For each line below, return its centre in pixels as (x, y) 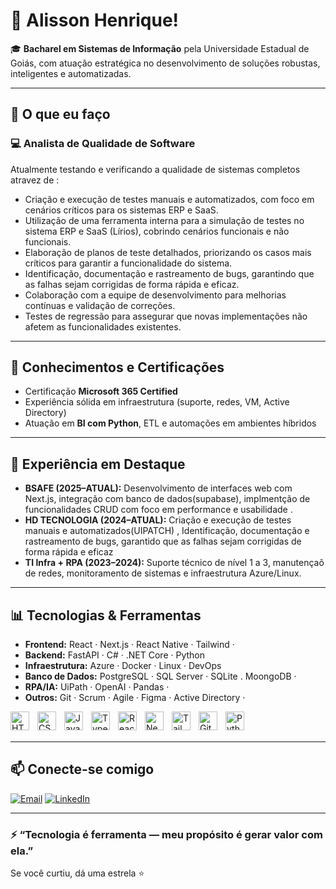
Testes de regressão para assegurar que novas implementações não (166, 316)
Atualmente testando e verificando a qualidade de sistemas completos (155, 169)
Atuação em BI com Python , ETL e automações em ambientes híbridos (170, 423)
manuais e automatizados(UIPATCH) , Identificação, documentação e (167, 531)
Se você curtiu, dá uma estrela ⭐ (77, 873)
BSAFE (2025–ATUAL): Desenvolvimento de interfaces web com (158, 488)
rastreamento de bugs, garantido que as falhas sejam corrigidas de (163, 541)
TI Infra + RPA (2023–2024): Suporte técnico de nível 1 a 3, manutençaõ (174, 563)
